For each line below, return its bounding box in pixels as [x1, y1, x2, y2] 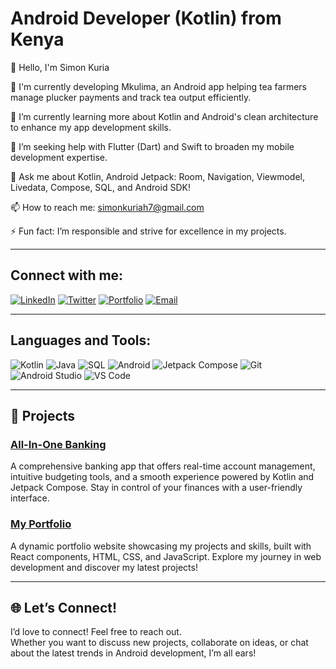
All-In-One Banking [10, 437, 107, 451]
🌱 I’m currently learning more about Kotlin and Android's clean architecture [10, 110, 319, 122]
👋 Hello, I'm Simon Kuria [10, 61, 110, 73]
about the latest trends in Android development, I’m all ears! [10, 647, 257, 659]
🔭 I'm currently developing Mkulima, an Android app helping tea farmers [10, 80, 307, 92]
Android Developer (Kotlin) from [10, 7, 282, 30]
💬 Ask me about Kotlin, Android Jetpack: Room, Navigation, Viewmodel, [10, 170, 306, 182]
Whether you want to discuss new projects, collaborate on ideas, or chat [10, 637, 309, 649]
